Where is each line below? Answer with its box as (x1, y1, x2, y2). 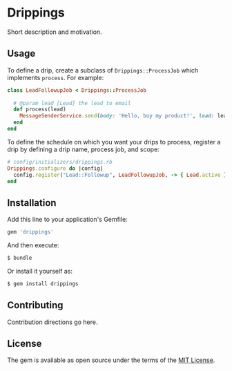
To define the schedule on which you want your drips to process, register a (7, 137, 221, 146)
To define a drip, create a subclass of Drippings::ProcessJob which (7, 66, 199, 74)
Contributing (7, 299, 64, 312)
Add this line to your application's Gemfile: (7, 216, 128, 224)
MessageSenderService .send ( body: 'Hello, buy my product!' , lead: (19, 113, 215, 120)
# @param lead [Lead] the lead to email (13, 99, 131, 106)
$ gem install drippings (7, 280, 79, 287)
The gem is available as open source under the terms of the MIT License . (7, 356, 215, 364)
